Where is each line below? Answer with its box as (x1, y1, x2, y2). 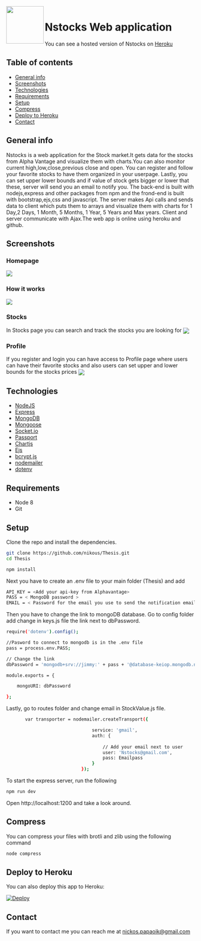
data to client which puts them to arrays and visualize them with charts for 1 (6, 202, 193, 209)
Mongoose (14, 421, 42, 428)
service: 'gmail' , (92, 727, 138, 733)
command (6, 839, 31, 846)
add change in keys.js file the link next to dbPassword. (6, 617, 141, 625)
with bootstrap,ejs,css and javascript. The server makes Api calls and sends (6, 196, 194, 203)
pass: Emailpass (102, 755, 144, 761)
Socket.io (14, 428, 39, 435)
